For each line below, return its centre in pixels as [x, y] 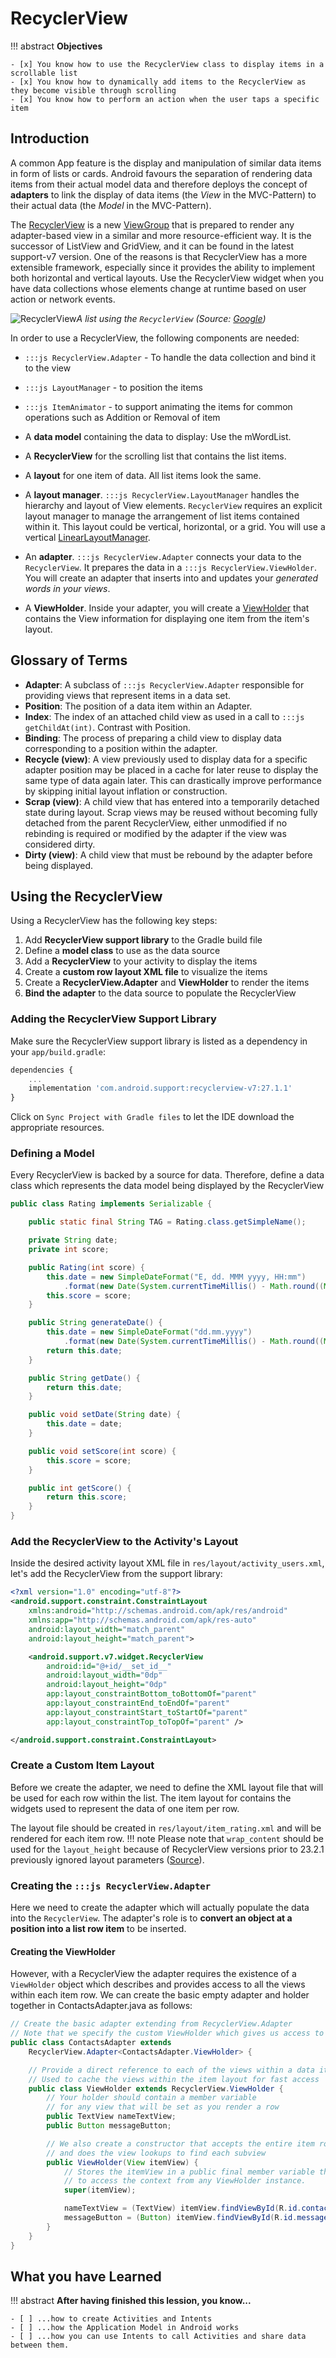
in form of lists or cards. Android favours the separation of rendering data [161, 173]
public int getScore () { [80, 1488]
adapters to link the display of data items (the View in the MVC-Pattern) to [163, 194]
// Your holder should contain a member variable [151, 2098]
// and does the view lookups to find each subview [156, 2153]
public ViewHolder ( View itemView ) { [122, 2162]
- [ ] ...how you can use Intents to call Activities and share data [158, 2337]
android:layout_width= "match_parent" [107, 1629]
